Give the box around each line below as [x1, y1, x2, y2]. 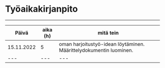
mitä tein [97, 29, 119, 36]
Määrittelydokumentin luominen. [58, 46, 134, 53]
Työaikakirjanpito [5, 3, 78, 15]
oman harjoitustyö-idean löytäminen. [58, 41, 145, 47]
